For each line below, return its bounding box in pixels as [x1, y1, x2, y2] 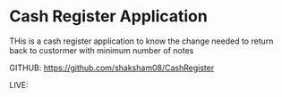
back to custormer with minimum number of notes [9, 44, 194, 55]
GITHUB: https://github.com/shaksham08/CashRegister [9, 62, 215, 73]
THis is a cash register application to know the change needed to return [9, 36, 274, 46]
